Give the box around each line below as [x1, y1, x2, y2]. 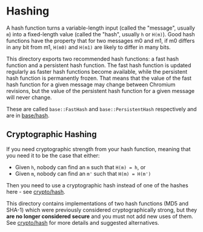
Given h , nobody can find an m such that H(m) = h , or [15, 163, 146, 170]
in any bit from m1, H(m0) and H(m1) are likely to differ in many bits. [6, 43, 171, 51]
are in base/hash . [6, 112, 50, 119]
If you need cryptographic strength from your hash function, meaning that [6, 145, 191, 152]
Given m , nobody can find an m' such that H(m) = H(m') [15, 170, 151, 177]
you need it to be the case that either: [6, 152, 100, 159]
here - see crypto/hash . [6, 188, 65, 195]
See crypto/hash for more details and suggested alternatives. [6, 219, 159, 226]
